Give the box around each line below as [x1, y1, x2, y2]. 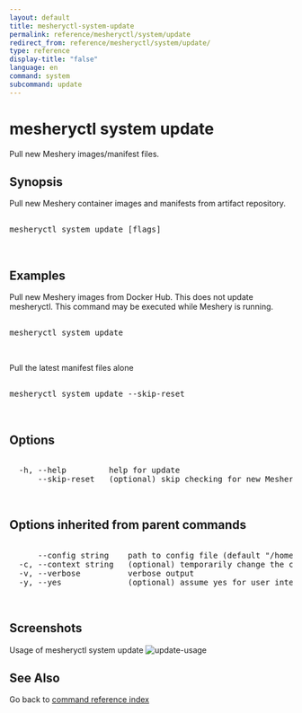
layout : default [9, 13, 70, 22]
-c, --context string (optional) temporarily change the [18, 559, 285, 569]
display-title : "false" [9, 55, 99, 64]
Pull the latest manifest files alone [9, 363, 134, 374]
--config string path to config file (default [37, 550, 261, 560]
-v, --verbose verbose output [18, 568, 195, 578]
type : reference [9, 47, 70, 56]
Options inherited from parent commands [9, 517, 247, 533]
